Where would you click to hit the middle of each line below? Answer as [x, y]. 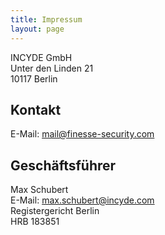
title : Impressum [46, 19]
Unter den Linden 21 [52, 68]
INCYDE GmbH [41, 57]
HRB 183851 [35, 222]
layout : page [37, 29]
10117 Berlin [34, 78]
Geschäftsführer [63, 165]
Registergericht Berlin [55, 211]
